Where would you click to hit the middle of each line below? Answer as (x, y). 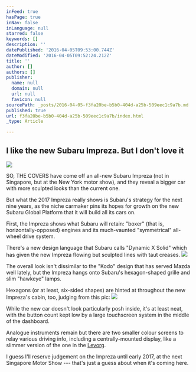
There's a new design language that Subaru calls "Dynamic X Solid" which (97, 247)
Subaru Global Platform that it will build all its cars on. (71, 212)
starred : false (25, 34)
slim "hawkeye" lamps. (34, 279)
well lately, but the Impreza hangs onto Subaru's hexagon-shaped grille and (98, 272)
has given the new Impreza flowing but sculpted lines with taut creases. (93, 254)
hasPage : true (24, 17)
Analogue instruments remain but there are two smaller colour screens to (95, 332)
